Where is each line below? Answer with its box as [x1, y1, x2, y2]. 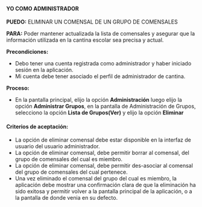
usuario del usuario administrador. [14, 143, 100, 150]
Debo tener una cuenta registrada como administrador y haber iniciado [14, 60, 192, 67]
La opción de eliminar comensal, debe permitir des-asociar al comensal [14, 162, 193, 169]
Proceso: [6, 85, 30, 92]
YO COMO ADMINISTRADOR [6, 5, 80, 12]
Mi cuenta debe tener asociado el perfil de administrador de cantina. [14, 73, 186, 80]
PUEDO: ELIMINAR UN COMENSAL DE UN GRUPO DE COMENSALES [6, 18, 178, 25]
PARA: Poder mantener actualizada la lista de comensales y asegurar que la [6, 30, 195, 38]
